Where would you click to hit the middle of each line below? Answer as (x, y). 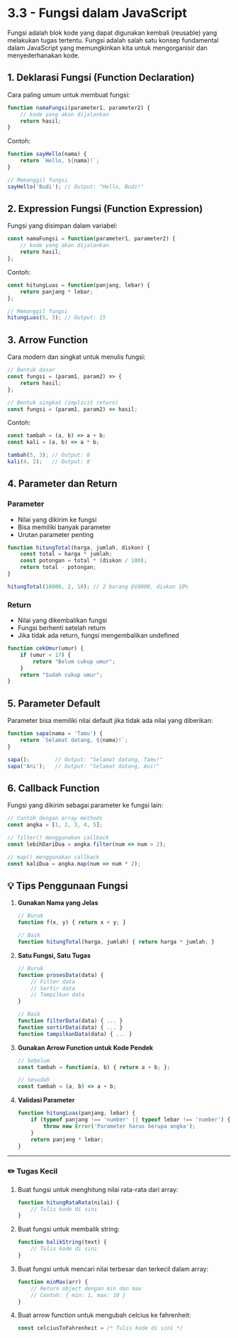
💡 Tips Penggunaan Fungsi (68, 886)
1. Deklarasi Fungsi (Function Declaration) (101, 78)
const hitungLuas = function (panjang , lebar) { (79, 285)
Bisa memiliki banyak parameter (64, 527)
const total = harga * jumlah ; (66, 554)
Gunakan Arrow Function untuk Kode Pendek (85, 1047)
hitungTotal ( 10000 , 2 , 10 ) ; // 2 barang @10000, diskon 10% (98, 587)
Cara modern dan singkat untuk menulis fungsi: (76, 357)
